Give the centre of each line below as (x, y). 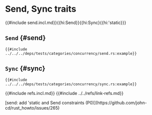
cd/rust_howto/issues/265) (32, 108)
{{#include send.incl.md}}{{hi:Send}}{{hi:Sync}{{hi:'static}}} (66, 23)
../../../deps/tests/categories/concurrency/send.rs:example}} (71, 53)
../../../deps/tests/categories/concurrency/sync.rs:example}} (71, 84)
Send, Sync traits (41, 9)
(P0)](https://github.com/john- (116, 103)
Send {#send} (25, 38)
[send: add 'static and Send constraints (45, 103)
